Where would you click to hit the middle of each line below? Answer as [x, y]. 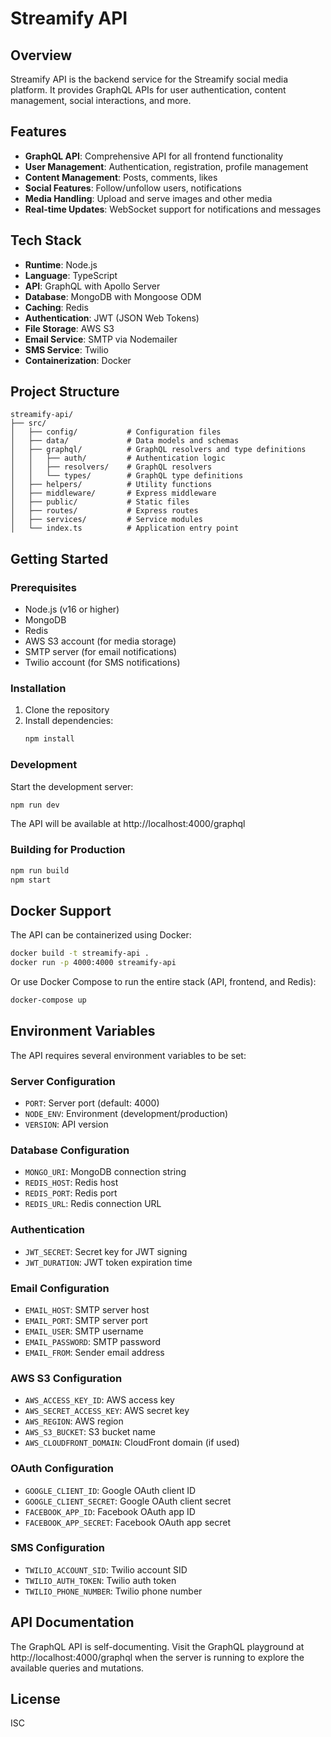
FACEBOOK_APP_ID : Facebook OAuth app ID [110, 1511]
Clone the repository [67, 710]
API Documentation [72, 1622]
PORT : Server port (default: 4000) [92, 1103]
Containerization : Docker [78, 360]
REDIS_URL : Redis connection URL [93, 1204]
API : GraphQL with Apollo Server [92, 286]
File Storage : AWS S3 [69, 328]
